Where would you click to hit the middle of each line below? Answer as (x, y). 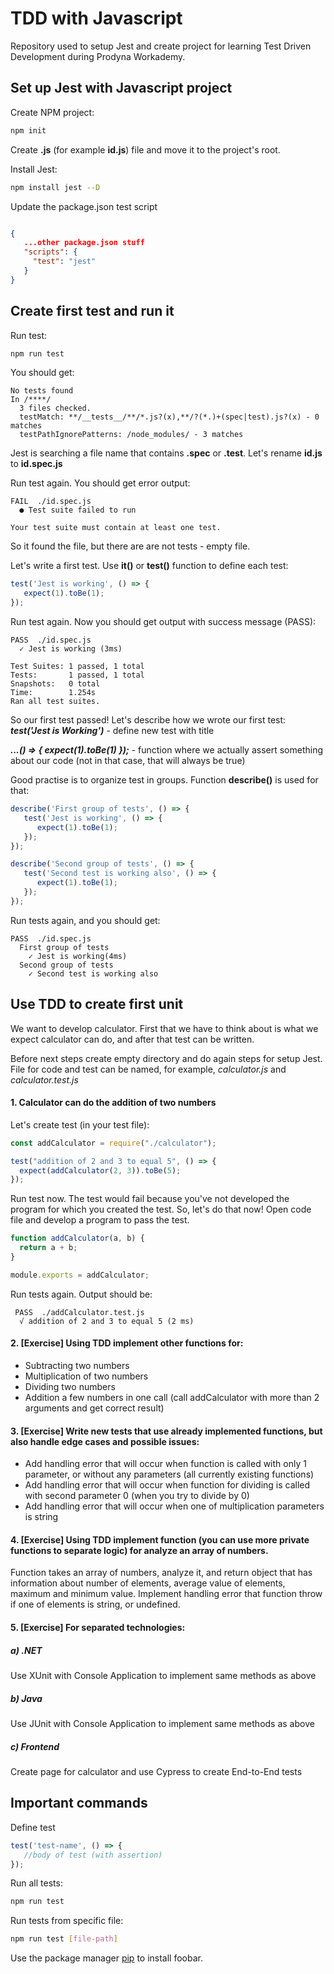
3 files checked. (55, 408)
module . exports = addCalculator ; (80, 1275)
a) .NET (26, 1650)
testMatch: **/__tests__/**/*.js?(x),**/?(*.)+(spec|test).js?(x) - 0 (169, 417)
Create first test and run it (92, 311)
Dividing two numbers (70, 1387)
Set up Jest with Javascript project (121, 88)
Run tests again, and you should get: (85, 920)
